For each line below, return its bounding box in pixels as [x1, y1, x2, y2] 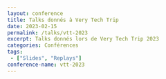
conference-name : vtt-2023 [7, 61, 85, 68]
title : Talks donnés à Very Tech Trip [7, 16, 119, 23]
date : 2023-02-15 [7, 23, 57, 30]
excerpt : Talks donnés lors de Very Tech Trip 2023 [7, 36, 159, 43]
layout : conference [7, 10, 64, 17]
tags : [7, 49, 23, 56]
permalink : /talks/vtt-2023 [7, 29, 89, 36]
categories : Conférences [7, 42, 79, 49]
